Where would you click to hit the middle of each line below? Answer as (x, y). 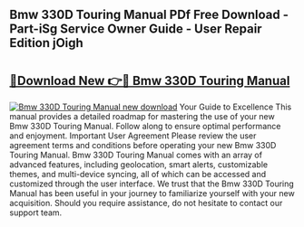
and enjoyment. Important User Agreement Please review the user (133, 136)
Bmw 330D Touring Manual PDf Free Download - (149, 15)
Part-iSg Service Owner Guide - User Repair (136, 29)
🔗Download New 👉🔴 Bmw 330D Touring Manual (150, 80)
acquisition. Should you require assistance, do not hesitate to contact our (146, 203)
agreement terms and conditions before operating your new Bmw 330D (143, 145)
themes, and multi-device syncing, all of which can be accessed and (138, 174)
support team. (36, 213)
